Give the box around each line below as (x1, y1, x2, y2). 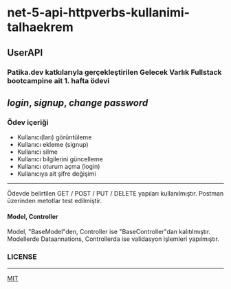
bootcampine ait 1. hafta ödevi (7, 76, 110, 85)
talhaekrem (7, 19, 74, 35)
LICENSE (7, 252, 38, 262)
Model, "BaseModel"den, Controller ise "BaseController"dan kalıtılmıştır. (7, 228, 211, 236)
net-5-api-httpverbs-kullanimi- (7, 5, 190, 21)
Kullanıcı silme (16, 148, 58, 156)
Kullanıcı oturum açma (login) (16, 163, 100, 171)
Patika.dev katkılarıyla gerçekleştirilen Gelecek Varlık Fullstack (7, 67, 222, 77)
